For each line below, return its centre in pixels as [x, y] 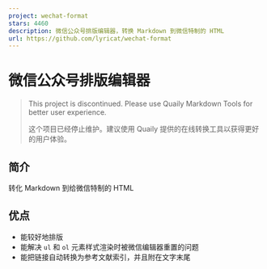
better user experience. [67, 112]
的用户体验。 [49, 139]
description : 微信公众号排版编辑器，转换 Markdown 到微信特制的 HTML [117, 31]
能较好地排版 [41, 237]
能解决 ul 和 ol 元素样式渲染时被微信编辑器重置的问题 [110, 246]
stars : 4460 [28, 23]
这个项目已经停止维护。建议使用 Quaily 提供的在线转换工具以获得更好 [144, 129]
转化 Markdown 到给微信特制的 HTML [71, 188]
